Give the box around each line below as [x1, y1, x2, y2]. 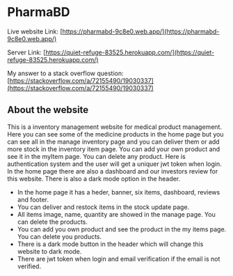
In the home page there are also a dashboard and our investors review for [7, 167, 218, 175]
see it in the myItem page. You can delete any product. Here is [7, 152, 186, 160]
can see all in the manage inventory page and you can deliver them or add [7, 137, 220, 146]
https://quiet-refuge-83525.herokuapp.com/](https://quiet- [45, 48, 215, 56]
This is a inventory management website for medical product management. [7, 123, 223, 131]
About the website [7, 104, 89, 116]
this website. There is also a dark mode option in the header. [7, 174, 181, 183]
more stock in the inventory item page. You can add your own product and [7, 144, 220, 153]
